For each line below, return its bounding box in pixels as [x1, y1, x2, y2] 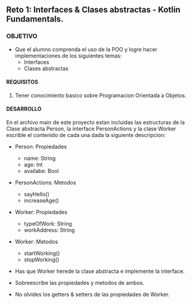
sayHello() [23, 191, 50, 198]
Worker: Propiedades [14, 209, 68, 216]
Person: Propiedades [14, 143, 67, 150]
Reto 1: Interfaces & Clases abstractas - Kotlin [6, 5, 181, 15]
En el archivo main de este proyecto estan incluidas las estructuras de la [6, 119, 185, 126]
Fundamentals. [6, 14, 64, 25]
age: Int [23, 161, 43, 168]
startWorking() [23, 250, 60, 257]
